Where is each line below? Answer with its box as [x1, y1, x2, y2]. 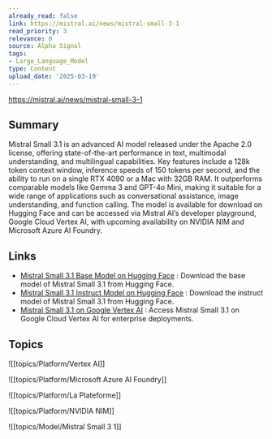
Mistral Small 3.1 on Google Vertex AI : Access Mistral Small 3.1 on [19, 305, 240, 315]
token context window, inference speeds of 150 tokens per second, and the [8, 166, 261, 175]
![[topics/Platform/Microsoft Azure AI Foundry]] [8, 375, 167, 385]
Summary [8, 118, 59, 132]
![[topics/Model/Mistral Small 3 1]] [8, 422, 122, 432]
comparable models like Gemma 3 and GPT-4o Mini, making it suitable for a [8, 183, 261, 192]
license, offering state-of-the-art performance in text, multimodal [8, 148, 227, 158]
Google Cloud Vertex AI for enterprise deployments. [19, 314, 194, 324]
